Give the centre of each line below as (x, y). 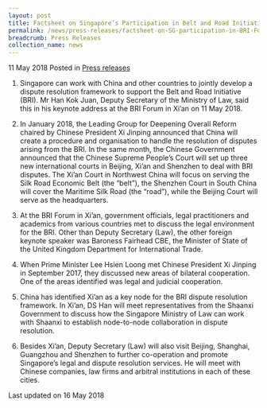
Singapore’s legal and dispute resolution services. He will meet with (130, 363)
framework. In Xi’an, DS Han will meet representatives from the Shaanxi (137, 305)
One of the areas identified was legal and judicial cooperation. (121, 282)
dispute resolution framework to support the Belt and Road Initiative (130, 91)
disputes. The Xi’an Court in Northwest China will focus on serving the (135, 175)
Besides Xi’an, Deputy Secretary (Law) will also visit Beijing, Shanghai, (135, 346)
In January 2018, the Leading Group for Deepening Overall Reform (128, 124)
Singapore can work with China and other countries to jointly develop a (136, 84)
